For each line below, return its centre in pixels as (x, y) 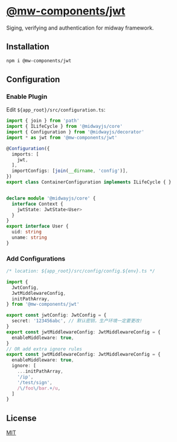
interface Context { (37, 204)
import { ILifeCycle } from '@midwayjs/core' (64, 127)
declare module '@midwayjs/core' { (51, 198)
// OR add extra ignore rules (44, 349)
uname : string (29, 238)
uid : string (27, 232)
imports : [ (25, 154)
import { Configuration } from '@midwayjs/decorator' (76, 132)
